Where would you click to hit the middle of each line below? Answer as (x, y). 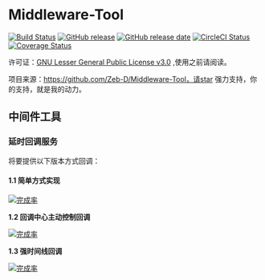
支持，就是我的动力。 (50, 89)
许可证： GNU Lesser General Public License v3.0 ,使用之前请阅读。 (120, 62)
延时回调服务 (33, 142)
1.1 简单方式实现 (34, 181)
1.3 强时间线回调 (35, 251)
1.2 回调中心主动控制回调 (49, 217)
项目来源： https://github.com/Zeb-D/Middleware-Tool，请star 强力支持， (129, 79)
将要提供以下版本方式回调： (54, 160)
